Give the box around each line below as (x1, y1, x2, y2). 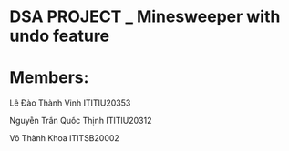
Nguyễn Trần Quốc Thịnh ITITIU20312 (9, 116, 152, 126)
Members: (9, 67, 89, 88)
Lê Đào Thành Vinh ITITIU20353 (9, 97, 131, 108)
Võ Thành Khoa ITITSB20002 (9, 133, 120, 144)
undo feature (9, 25, 110, 46)
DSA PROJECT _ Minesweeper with (9, 6, 281, 27)
